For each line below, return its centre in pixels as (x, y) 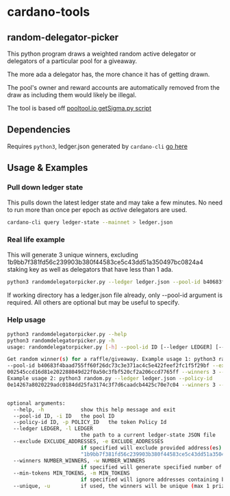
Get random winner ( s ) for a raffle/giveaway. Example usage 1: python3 (111, 359)
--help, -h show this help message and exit (94, 410)
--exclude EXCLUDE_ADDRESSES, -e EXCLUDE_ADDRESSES (89, 442)
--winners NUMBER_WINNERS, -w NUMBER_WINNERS (79, 460)
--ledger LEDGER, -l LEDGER (53, 429)
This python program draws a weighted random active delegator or (102, 54)
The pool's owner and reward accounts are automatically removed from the (114, 87)
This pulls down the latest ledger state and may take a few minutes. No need (115, 202)
